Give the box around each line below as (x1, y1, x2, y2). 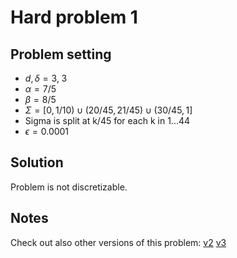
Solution (10, 154, 64, 171)
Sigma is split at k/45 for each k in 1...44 (24, 115, 191, 126)
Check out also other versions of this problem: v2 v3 (10, 236, 227, 248)
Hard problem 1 (10, 6, 138, 29)
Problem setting (10, 46, 112, 63)
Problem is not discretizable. (10, 181, 128, 193)
